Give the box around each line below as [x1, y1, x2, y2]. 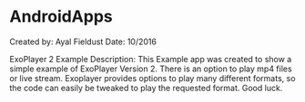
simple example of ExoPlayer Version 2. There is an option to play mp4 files [9, 63, 293, 74]
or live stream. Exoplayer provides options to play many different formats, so [9, 72, 296, 83]
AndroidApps [9, 6, 114, 27]
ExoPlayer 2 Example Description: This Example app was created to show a [9, 53, 292, 64]
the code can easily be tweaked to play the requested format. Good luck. [9, 82, 283, 93]
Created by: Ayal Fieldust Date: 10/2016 [9, 36, 158, 47]
